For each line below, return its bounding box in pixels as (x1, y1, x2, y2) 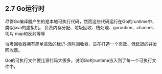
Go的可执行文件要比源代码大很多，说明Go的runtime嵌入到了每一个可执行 (5, 57, 152, 63)
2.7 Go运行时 (5, 4, 45, 13)
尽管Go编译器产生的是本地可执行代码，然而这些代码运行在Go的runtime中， (5, 18, 157, 24)
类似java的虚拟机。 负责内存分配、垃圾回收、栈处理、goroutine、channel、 (5, 24, 157, 30)
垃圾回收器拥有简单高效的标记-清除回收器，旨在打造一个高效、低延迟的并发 (5, 41, 158, 47)
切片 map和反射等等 (5, 31, 46, 37)
